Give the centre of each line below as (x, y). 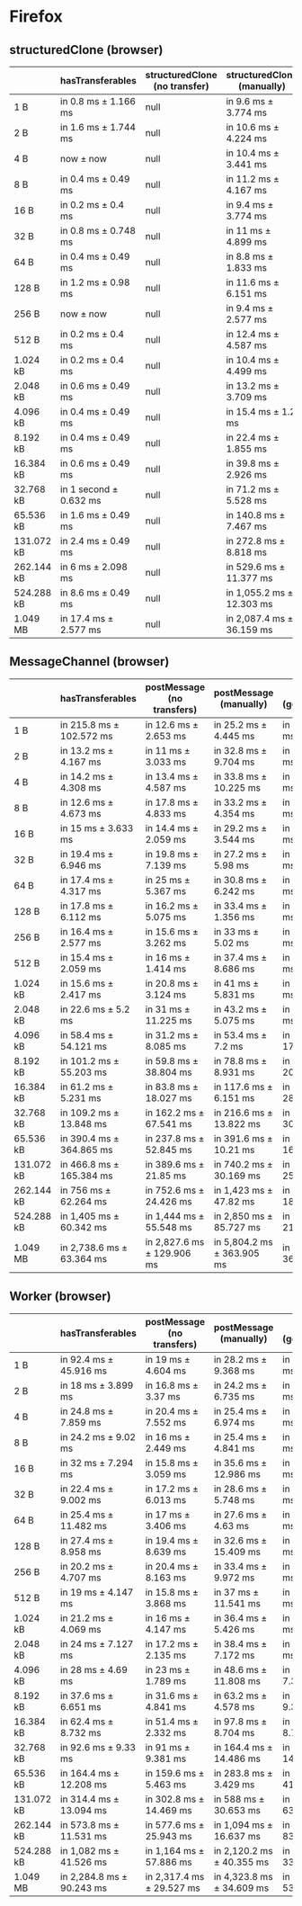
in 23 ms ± (168, 1669)
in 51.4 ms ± (172, 1722)
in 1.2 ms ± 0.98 (95, 282)
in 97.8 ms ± (240, 1722)
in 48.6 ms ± (240, 1669)
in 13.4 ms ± (172, 776)
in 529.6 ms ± (256, 567)
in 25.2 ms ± (240, 724)
